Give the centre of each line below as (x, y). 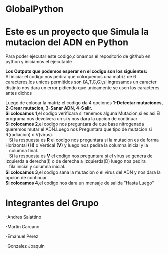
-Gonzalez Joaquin (25, 246)
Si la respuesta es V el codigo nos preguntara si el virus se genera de (81, 156)
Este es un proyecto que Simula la (77, 32)
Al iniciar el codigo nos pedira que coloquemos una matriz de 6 (71, 77)
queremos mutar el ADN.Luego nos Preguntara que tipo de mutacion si (79, 129)
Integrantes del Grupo (52, 203)
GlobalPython (34, 9)
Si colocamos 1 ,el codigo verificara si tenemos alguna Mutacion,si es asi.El (83, 113)
